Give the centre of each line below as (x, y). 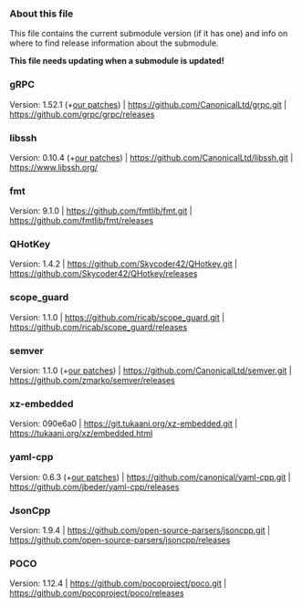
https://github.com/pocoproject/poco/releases (97, 593)
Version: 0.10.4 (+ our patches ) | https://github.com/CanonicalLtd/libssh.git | (151, 157)
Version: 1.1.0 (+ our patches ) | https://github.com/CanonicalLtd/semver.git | (151, 371)
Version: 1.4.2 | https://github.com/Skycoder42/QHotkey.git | (124, 264)
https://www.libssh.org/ (54, 167)
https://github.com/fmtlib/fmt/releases (82, 221)
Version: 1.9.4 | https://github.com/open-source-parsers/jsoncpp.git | (140, 530)
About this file (42, 14)
